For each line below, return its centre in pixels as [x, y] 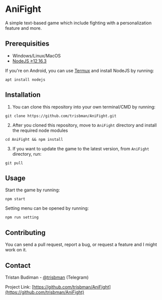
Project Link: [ [19, 287]
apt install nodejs [25, 80]
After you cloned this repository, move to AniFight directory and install [84, 125]
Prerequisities [27, 44]
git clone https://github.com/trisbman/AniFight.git [61, 116]
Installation [23, 95]
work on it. [16, 250]
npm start [15, 199]
